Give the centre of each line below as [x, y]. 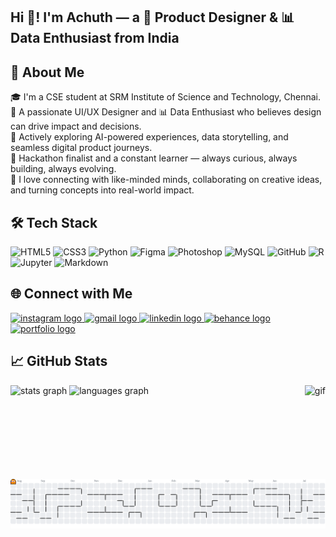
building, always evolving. [63, 169]
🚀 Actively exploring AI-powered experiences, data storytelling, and [149, 137]
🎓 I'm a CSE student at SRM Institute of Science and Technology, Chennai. [165, 97]
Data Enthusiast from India [95, 38]
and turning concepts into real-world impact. [102, 190]
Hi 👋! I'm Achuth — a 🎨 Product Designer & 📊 [152, 17]
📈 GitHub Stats [59, 361]
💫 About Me [47, 72]
